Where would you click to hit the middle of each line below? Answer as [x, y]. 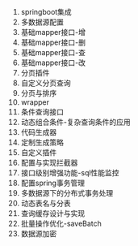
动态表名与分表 [46, 203]
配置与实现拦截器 [49, 162]
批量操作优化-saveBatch [61, 223]
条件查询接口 [42, 112]
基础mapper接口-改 [53, 63]
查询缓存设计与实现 [53, 213]
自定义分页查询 [46, 83]
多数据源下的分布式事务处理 [67, 193]
